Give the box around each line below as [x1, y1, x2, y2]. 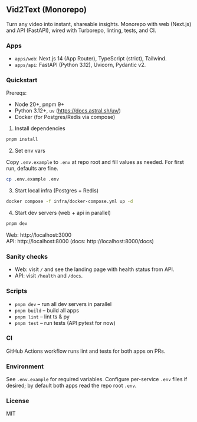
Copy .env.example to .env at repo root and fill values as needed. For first [6, 159, 184, 166]
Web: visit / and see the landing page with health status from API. [14, 266, 175, 273]
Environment [6, 362, 44, 371]
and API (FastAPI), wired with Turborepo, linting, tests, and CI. [6, 27, 156, 34]
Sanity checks [6, 252, 48, 260]
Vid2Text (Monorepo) [6, 5, 87, 15]
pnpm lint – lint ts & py [14, 313, 70, 320]
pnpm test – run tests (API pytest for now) [14, 319, 116, 326]
